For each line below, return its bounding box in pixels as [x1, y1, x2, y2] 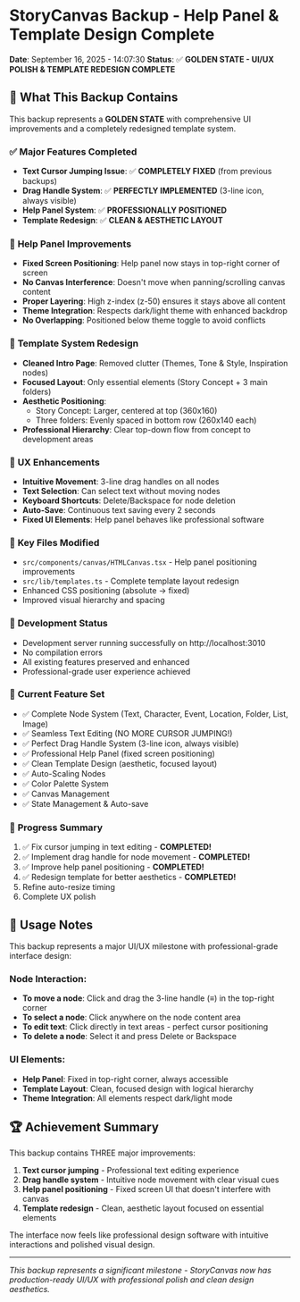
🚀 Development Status [9, 617, 109, 630]
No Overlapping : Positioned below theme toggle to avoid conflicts [21, 315, 266, 326]
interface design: [9, 950, 72, 961]
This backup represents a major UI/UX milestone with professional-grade [9, 940, 279, 952]
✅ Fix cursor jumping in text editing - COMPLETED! [21, 842, 212, 853]
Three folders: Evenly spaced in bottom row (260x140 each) [35, 415, 257, 425]
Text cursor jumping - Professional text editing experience [21, 1165, 239, 1176]
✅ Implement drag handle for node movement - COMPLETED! [21, 852, 251, 862]
